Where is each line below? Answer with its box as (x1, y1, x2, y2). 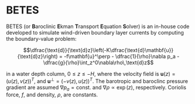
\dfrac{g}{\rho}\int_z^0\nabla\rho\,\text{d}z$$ (43, 59, 154, 66)
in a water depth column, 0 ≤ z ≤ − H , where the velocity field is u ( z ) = (6, 70, 176, 77)
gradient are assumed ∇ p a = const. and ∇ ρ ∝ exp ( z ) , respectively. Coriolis (6, 84, 186, 92)
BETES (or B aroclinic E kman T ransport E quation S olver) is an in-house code (6, 23, 190, 30)
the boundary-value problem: (6, 35, 77, 42)
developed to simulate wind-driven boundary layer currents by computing (6, 29, 184, 36)
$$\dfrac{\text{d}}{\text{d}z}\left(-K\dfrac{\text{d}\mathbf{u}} (23, 46, 174, 53)
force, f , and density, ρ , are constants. (6, 91, 98, 98)
